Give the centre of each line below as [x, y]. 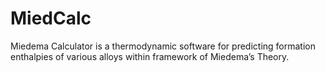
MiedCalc [51, 18]
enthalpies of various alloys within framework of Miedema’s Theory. [150, 56]
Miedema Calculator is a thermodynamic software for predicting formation [163, 46]
